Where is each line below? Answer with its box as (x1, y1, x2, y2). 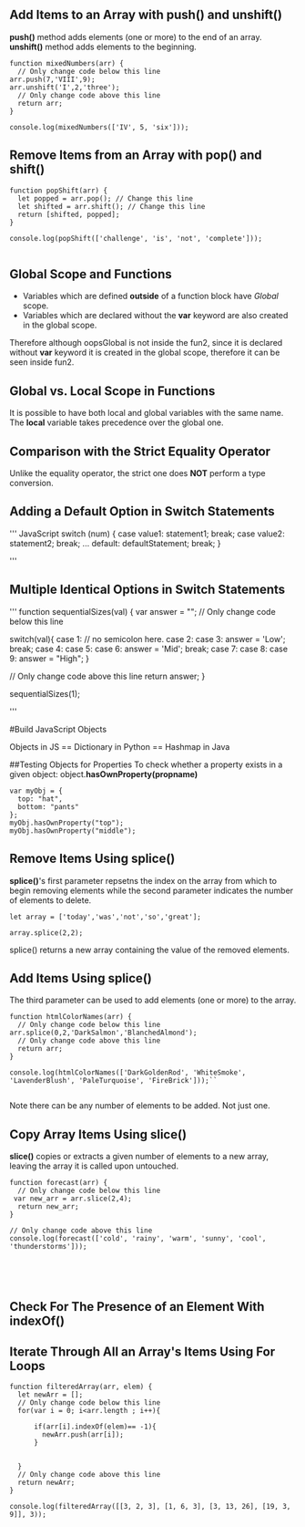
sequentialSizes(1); (9, 688, 80, 699)
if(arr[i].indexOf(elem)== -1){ (33, 1422, 157, 1431)
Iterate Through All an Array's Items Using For (9, 1344, 276, 1359)
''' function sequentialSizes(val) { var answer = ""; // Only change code (9, 606, 276, 617)
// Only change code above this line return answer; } (9, 670, 206, 681)
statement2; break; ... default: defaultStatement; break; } (9, 537, 221, 548)
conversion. (9, 478, 54, 489)
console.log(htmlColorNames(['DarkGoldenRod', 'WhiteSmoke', (9, 1068, 247, 1077)
